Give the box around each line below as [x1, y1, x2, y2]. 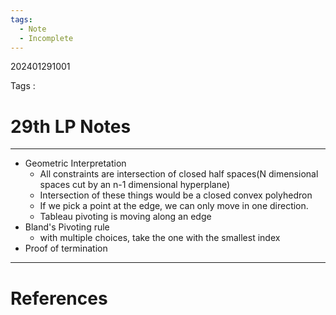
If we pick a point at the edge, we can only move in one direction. [39, 200, 309, 212]
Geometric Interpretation [24, 157, 127, 170]
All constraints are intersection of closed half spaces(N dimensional [39, 168, 319, 180]
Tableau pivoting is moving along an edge [39, 211, 212, 223]
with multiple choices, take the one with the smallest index [39, 232, 281, 244]
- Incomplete [19, 33, 74, 43]
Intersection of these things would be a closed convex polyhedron [39, 189, 313, 201]
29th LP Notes [10, 115, 132, 138]
